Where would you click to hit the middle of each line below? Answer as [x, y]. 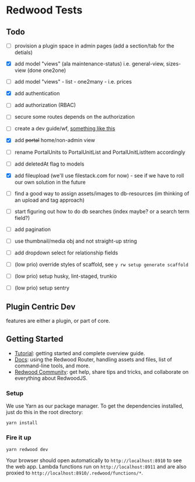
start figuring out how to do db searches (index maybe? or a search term [102, 211]
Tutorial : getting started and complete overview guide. [80, 353]
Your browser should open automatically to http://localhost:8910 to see [94, 460]
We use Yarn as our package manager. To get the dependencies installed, [95, 406]
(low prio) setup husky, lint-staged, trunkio [66, 276]
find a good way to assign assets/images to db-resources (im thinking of [102, 193]
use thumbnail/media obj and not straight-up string [76, 241]
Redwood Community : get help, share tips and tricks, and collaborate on [101, 371]
